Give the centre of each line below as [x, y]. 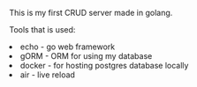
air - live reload [48, 75]
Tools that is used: [42, 29]
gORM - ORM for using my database [87, 56]
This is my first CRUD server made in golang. [91, 13]
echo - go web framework [68, 47]
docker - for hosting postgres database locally [105, 65]
